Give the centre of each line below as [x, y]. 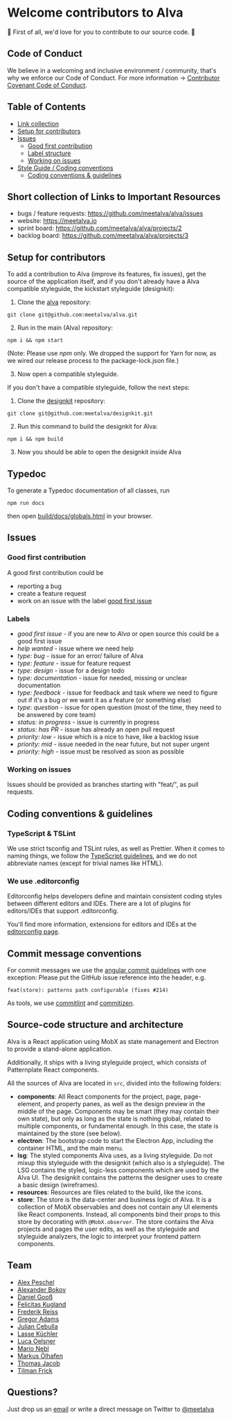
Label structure [49, 153]
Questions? [33, 1393]
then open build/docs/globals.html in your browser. [80, 516]
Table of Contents [47, 107]
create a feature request [52, 593]
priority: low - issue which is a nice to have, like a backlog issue [108, 736]
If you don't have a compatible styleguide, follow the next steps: [99, 388]
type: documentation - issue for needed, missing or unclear [102, 677]
